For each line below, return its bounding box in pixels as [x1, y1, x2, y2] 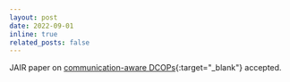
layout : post [9, 12, 58, 22]
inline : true [9, 29, 58, 38]
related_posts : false [9, 37, 90, 47]
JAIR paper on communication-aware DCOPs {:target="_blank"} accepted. [9, 62, 282, 73]
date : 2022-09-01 [9, 21, 74, 30]
